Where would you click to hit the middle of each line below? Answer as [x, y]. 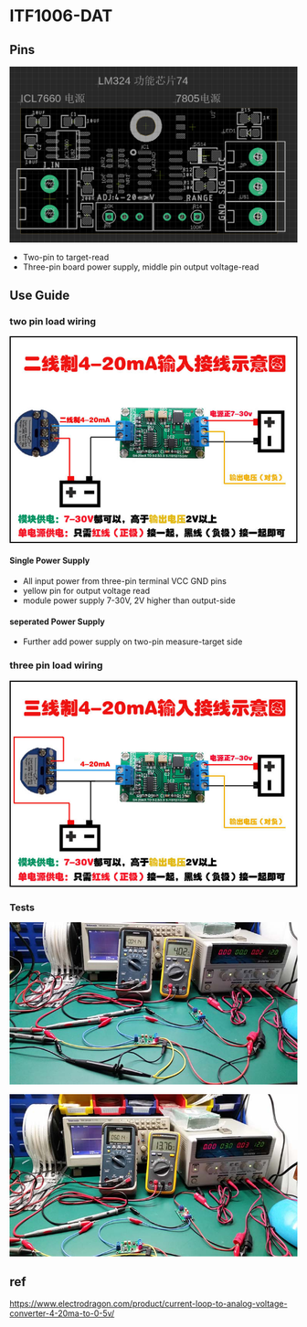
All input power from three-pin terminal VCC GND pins [124, 581]
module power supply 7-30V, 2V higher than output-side [129, 600]
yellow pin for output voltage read [86, 591]
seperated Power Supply [57, 621]
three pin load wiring [56, 665]
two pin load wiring [53, 321]
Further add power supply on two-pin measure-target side [132, 642]
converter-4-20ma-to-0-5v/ [62, 1313]
